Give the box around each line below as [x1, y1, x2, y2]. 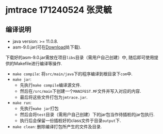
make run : [12, 100, 32, 105]
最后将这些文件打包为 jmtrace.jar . [19, 94, 88, 100]
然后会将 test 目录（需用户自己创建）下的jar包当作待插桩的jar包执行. [19, 112, 155, 117]
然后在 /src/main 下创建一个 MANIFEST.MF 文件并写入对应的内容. [19, 88, 141, 94]
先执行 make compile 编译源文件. [19, 82, 81, 88]
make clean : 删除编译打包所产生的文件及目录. [12, 124, 102, 129]
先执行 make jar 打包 [19, 105, 59, 111]
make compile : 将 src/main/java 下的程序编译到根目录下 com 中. [12, 71, 133, 77]
